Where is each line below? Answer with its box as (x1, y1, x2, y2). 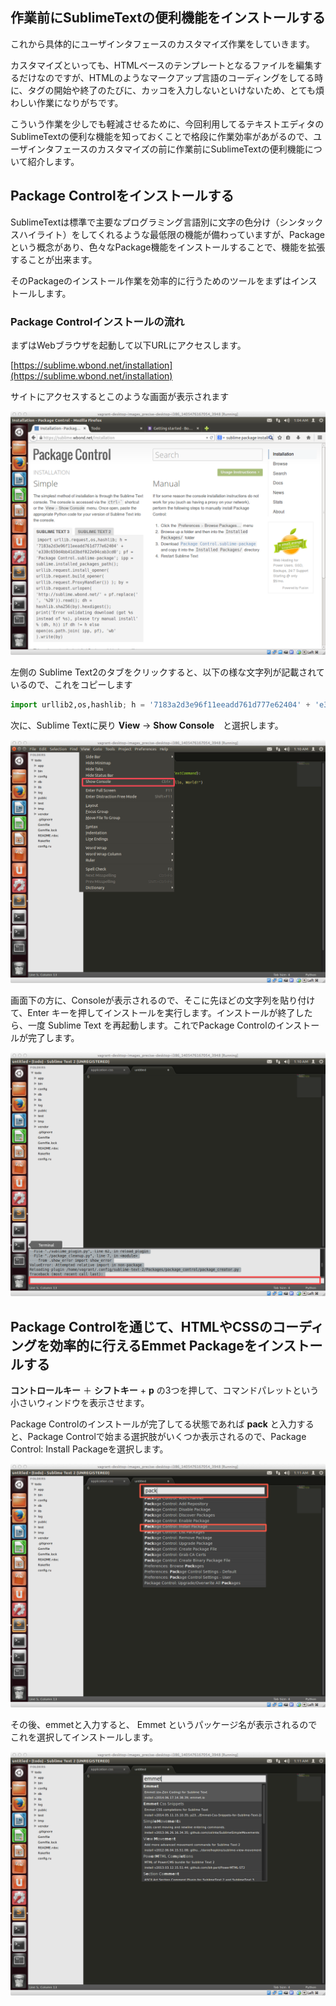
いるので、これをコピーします (10, 678, 133, 690)
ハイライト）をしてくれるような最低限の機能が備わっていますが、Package (18, 228, 325, 240)
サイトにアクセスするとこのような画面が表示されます (10, 390, 230, 402)
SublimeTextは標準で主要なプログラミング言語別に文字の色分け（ (10, 216, 280, 228)
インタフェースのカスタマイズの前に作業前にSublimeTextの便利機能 (27, 143, 305, 155)
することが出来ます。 (10, 253, 98, 265)
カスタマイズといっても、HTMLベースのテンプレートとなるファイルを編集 (10, 59, 314, 71)
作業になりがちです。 (36, 96, 124, 108)
